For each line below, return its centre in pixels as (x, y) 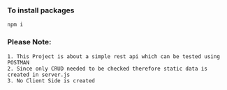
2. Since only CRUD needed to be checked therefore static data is (108, 69)
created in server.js (39, 75)
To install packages (41, 10)
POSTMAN (19, 62)
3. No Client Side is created (51, 81)
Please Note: (29, 42)
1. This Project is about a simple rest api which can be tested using (113, 56)
